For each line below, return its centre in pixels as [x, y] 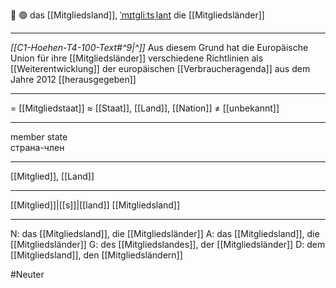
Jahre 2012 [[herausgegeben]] [73, 79]
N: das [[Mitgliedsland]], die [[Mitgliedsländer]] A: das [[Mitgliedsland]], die [165, 233]
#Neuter [27, 274]
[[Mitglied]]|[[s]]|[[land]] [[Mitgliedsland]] [95, 205]
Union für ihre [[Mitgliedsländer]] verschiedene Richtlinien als [137, 58]
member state [39, 137]
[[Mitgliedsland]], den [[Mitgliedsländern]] [96, 255]
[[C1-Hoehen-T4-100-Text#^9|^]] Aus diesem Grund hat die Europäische [159, 47]
